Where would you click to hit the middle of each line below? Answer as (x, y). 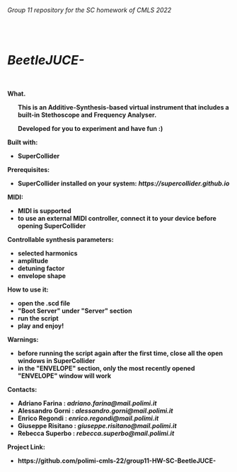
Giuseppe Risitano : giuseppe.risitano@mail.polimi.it (97, 426)
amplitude (33, 261)
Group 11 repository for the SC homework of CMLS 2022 (89, 10)
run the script (38, 318)
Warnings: (23, 340)
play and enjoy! (41, 326)
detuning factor (41, 268)
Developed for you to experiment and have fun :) (90, 129)
